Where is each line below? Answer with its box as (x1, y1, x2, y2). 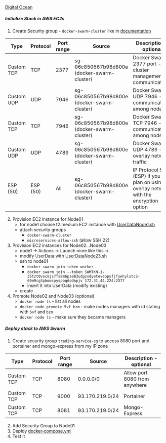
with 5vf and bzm (19, 309, 53, 315)
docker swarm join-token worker (27, 264, 94, 269)
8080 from (124, 375, 149, 382)
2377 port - (132, 60, 162, 67)
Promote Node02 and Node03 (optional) (12, 293, 95, 299)
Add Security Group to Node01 (12, 422, 75, 429)
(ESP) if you (132, 172, 161, 179)
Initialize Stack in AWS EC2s (5, 15, 65, 21)
